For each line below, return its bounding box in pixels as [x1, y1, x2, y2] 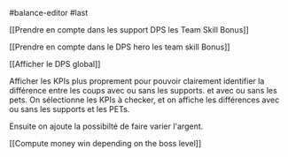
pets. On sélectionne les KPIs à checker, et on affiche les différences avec [9, 94, 280, 105]
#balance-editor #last [9, 8, 89, 18]
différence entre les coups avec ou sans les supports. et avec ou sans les [9, 86, 277, 95]
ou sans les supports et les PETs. [9, 104, 130, 114]
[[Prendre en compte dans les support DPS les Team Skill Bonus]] [9, 25, 250, 34]
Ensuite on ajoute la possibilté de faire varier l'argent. [9, 121, 204, 131]
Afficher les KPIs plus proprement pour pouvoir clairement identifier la [9, 76, 265, 86]
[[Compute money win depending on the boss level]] [9, 138, 202, 148]
